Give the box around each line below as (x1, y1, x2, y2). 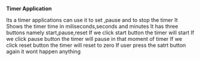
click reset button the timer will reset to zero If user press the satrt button (6, 41, 186, 49)
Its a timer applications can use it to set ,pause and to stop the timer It (6, 17, 178, 23)
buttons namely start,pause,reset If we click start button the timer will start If (6, 29, 195, 36)
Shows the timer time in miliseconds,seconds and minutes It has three (6, 23, 179, 30)
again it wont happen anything (6, 48, 81, 55)
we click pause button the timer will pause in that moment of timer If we (6, 36, 183, 42)
